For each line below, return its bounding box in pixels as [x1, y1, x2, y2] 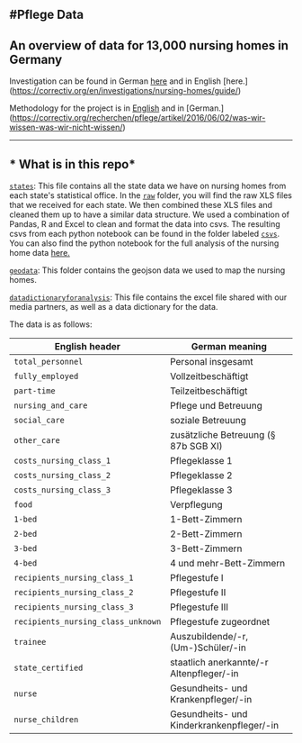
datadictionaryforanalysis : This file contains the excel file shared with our [9, 292, 288, 303]
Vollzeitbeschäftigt [169, 370, 249, 383]
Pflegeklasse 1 [169, 455, 233, 467]
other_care [13, 436, 60, 446]
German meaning [191, 340, 268, 353]
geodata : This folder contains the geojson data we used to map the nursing [9, 265, 286, 276]
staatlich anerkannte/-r [169, 657, 269, 669]
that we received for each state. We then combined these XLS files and [9, 200, 272, 211]
